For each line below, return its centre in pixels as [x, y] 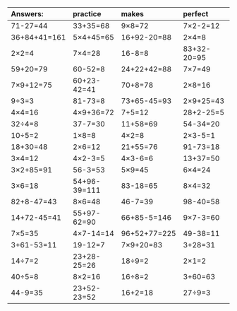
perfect [196, 14]
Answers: [27, 14]
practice [87, 14]
